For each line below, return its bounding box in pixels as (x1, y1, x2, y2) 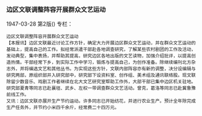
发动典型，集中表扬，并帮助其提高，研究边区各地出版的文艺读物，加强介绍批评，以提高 (6, 53, 192, 59)
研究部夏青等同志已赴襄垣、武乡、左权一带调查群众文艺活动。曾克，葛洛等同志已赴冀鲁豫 (6, 85, 196, 92)
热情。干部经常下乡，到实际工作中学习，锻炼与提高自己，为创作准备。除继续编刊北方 (10, 60, 192, 66)
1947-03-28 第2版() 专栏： (6, 20, 73, 28)
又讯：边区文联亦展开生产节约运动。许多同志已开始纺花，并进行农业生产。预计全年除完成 (6, 98, 196, 104)
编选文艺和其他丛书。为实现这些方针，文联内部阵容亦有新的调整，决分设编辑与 (29, 66, 196, 72)
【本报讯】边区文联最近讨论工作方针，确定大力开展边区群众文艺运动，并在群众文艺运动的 (6, 40, 196, 46)
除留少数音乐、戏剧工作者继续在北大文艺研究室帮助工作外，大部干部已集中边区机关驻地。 (6, 79, 196, 85)
